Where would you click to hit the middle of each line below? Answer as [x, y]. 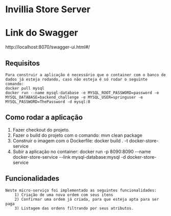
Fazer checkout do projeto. [41, 129]
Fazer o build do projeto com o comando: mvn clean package [77, 135]
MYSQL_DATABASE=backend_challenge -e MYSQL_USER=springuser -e [74, 97]
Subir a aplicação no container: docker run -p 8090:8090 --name [82, 152]
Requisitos [23, 63]
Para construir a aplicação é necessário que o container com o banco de [86, 75]
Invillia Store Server [48, 9]
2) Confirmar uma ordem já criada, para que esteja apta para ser [87, 199]
